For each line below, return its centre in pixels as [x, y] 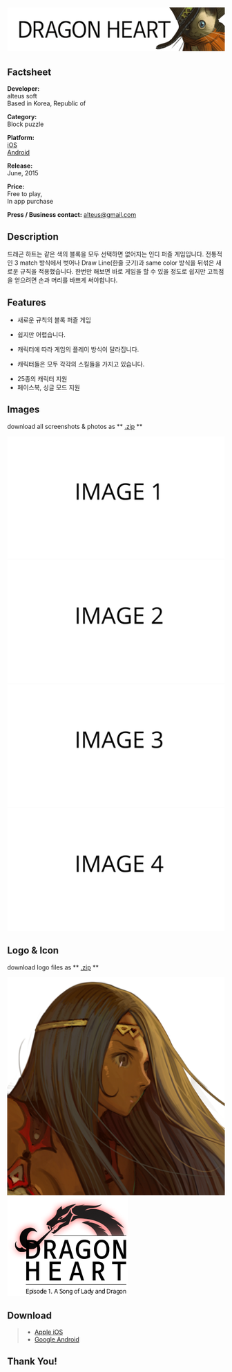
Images [23, 410]
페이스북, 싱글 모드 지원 [49, 387]
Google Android [57, 1339]
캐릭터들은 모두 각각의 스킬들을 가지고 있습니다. [81, 364]
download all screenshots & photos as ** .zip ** [75, 426]
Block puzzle [26, 124]
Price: [16, 186]
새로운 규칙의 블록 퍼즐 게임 [54, 320]
